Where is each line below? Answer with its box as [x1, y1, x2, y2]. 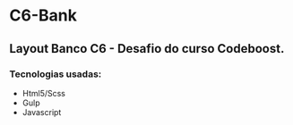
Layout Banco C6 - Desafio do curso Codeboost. [9, 41, 285, 56]
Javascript [22, 106, 62, 117]
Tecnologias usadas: [9, 68, 102, 80]
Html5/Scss [22, 87, 65, 98]
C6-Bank [9, 5, 78, 26]
